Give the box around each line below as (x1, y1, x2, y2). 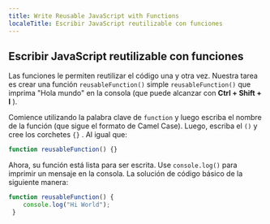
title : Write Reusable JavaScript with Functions (8, 11, 180, 20)
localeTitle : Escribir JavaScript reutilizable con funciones (8, 19, 223, 28)
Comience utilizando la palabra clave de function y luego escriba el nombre (8, 113, 262, 123)
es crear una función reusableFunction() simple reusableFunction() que (8, 80, 251, 89)
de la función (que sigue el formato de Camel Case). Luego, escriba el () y (8, 121, 258, 131)
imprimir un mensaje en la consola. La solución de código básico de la (8, 169, 243, 179)
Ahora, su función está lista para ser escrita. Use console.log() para (8, 160, 238, 170)
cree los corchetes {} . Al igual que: (8, 130, 127, 140)
